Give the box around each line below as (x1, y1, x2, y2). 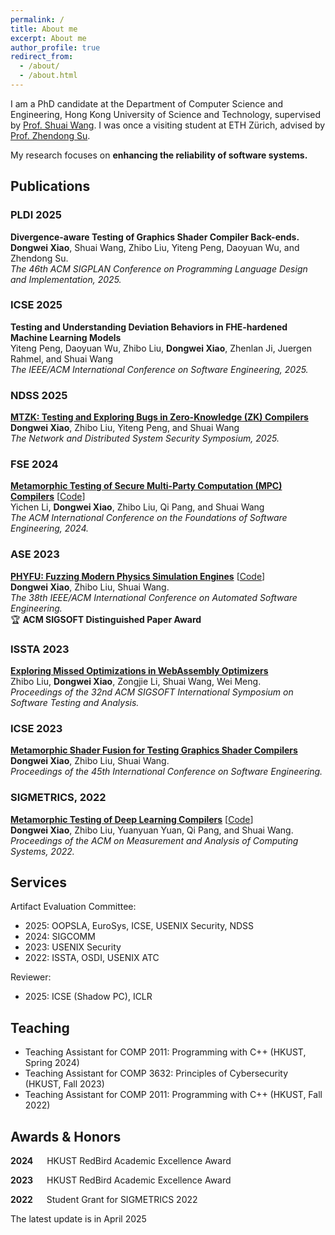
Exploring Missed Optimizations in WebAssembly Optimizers (10, 665, 269, 677)
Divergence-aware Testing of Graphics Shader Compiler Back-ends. (10, 231, 300, 243)
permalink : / (10, 14, 65, 25)
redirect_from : (10, 52, 74, 62)
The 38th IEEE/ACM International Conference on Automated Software (10, 591, 298, 603)
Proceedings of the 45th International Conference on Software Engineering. (10, 766, 323, 778)
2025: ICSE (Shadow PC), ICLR (24, 991, 153, 1003)
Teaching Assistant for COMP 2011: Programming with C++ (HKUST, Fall (24, 1089, 323, 1101)
